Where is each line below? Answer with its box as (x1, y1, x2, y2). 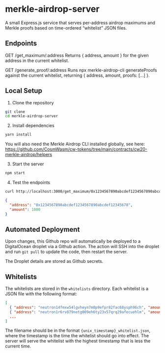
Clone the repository (12, 99, 54, 105)
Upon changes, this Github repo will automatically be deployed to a (5, 238, 141, 244)
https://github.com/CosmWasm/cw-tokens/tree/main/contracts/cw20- (5, 146, 147, 152)
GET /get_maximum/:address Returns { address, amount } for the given (5, 52, 149, 58)
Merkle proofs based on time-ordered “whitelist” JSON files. (5, 25, 127, 31)
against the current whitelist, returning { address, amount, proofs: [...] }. (5, 72, 150, 78)
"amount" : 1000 (9, 207, 41, 212)
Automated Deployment (5, 225, 80, 233)
